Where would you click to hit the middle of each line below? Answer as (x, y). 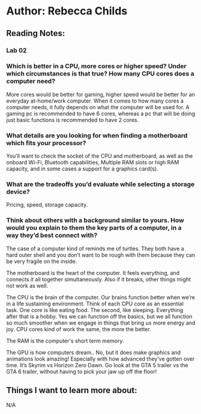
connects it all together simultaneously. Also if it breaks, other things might (98, 279)
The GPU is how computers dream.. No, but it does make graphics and (94, 352)
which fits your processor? (46, 143)
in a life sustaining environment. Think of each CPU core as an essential (95, 304)
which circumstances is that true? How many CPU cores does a (100, 74)
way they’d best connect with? (52, 235)
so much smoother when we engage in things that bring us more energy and (101, 323)
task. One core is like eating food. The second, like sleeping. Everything (95, 310)
